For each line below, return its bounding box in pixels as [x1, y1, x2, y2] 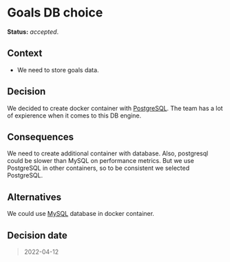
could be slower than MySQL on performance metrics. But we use [7, 157, 195, 165]
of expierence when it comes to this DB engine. [7, 111, 142, 120]
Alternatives [7, 191, 62, 203]
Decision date [7, 229, 67, 241]
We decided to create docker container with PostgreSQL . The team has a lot [7, 104, 223, 112]
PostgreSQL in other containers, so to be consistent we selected [7, 164, 190, 173]
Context [7, 47, 43, 59]
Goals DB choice [7, 5, 103, 21]
